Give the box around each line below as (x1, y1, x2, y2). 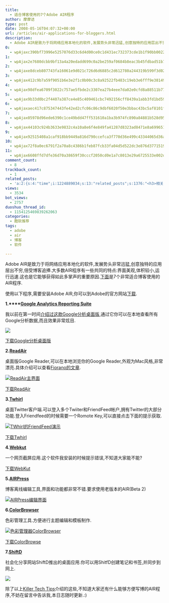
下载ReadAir (5, 386, 31, 392)
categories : (5, 214, 30, 219)
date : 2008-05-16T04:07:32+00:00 (5, 26, 75, 31)
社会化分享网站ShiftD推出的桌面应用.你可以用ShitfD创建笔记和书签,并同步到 (5, 559, 161, 566)
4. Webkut (5, 444, 27, 450)
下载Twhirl (5, 434, 27, 440)
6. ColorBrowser (5, 507, 39, 513)
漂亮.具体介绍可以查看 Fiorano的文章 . (5, 365, 81, 371)
